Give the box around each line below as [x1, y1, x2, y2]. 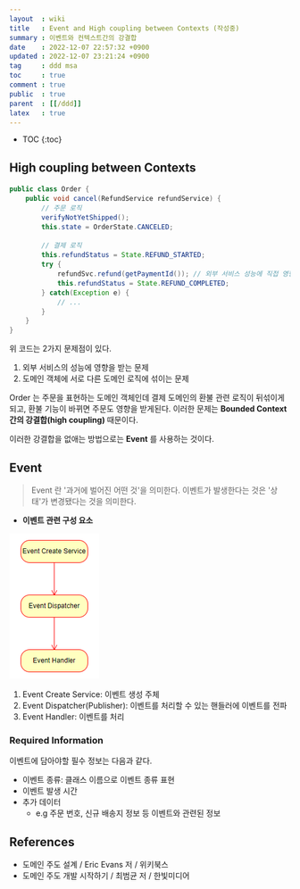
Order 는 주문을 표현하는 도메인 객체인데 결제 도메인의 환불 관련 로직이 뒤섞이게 [9, 393, 286, 403]
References [9, 835, 75, 850]
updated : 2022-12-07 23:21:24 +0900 [9, 52, 150, 62]
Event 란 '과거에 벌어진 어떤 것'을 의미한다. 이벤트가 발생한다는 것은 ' [30, 485, 271, 495]
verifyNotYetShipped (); [41, 212, 129, 222]
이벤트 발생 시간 [21, 785, 78, 796]
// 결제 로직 [41, 241, 82, 250]
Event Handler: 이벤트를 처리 [21, 711, 125, 722]
